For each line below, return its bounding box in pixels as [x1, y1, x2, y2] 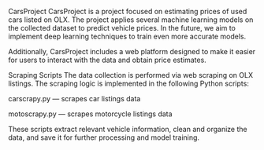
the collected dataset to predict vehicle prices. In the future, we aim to [8, 24, 236, 32]
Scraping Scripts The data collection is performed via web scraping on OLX [8, 71, 254, 79]
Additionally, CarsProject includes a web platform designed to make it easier [8, 47, 256, 56]
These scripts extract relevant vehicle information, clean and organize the [8, 125, 247, 134]
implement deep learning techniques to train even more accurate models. [8, 31, 247, 41]
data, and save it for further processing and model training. [8, 133, 199, 142]
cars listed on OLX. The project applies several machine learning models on [8, 15, 254, 24]
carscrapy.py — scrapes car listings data [8, 94, 141, 103]
